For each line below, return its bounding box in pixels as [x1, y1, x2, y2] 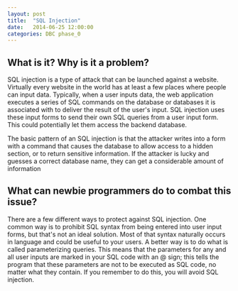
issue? [7, 196, 38, 208]
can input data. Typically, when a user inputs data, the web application [7, 90, 214, 99]
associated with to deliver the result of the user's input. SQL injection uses [7, 106, 225, 114]
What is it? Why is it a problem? [7, 56, 149, 68]
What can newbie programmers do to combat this [7, 185, 232, 197]
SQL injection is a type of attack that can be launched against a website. [7, 75, 219, 84]
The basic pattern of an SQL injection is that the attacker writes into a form [7, 134, 226, 143]
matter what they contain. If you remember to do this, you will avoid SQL [7, 268, 219, 276]
